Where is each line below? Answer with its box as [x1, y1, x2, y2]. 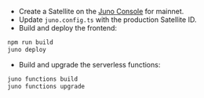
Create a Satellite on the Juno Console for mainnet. [18, 7, 184, 16]
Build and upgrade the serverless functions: [18, 60, 161, 69]
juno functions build [7, 74, 78, 83]
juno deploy [7, 45, 46, 53]
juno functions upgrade [7, 82, 86, 90]
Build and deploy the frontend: [18, 24, 118, 32]
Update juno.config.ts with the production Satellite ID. [18, 15, 197, 24]
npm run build [7, 38, 54, 46]
